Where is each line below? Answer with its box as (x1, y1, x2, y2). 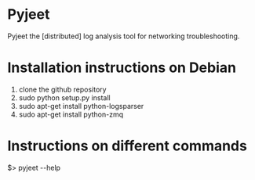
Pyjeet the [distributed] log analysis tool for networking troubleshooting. (7, 31, 240, 41)
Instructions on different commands (7, 137, 248, 155)
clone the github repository (18, 85, 107, 94)
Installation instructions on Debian (7, 59, 237, 77)
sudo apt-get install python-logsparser (18, 101, 144, 110)
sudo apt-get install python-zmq (18, 110, 123, 119)
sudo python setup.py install (18, 92, 111, 103)
